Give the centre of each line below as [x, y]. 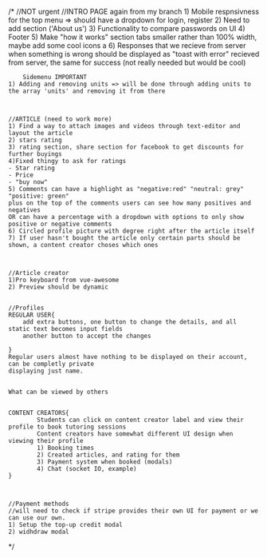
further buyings [35, 154]
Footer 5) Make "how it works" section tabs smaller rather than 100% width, [133, 37]
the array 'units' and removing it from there [87, 91]
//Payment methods [39, 504]
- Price [21, 175]
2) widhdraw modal [39, 532]
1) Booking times [65, 448]
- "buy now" [28, 182]
